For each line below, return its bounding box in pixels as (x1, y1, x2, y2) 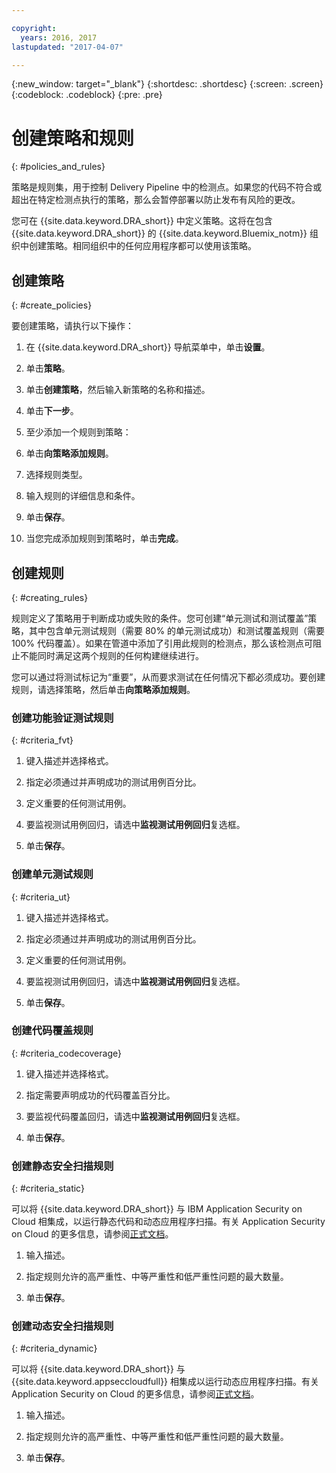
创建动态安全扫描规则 (11, 1319, 114, 1333)
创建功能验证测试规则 (11, 711, 114, 725)
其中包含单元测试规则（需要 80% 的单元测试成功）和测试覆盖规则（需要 (28, 624, 326, 636)
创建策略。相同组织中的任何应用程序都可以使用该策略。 (28, 240, 257, 252)
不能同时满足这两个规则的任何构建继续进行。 (19, 649, 204, 661)
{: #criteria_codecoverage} (11, 1047, 122, 1059)
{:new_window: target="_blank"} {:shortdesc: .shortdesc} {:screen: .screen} (11, 78, 324, 90)
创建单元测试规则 (11, 867, 94, 881)
